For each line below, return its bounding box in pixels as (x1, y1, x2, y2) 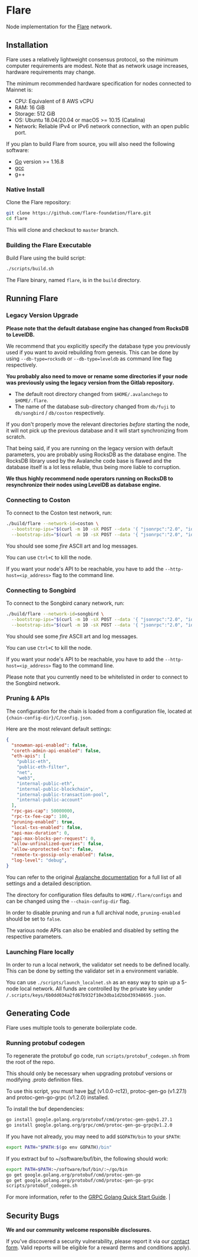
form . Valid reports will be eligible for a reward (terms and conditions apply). (6, 1244, 192, 1251)
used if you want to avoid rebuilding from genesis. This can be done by (6, 349, 179, 356)
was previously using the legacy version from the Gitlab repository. (6, 379, 174, 386)
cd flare (6, 215, 28, 221)
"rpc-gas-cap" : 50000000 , (11, 808, 75, 814)
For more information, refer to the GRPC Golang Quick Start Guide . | (6, 1193, 171, 1201)
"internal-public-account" (16, 797, 83, 803)
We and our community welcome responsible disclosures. (6, 1226, 152, 1233)
